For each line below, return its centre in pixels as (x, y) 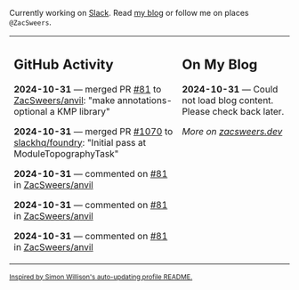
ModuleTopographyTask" (66, 153)
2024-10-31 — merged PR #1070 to (93, 131)
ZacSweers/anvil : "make (65, 100)
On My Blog (220, 64)
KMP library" (83, 111)
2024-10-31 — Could (230, 89)
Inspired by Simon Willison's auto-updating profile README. (101, 277)
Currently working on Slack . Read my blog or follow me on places (129, 13)
